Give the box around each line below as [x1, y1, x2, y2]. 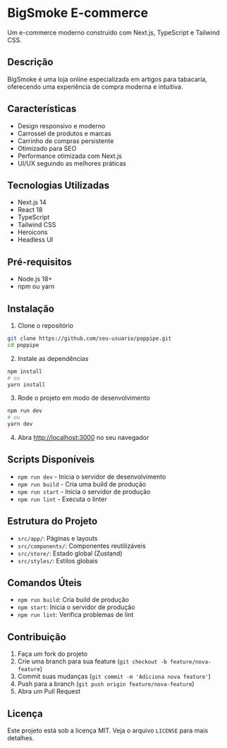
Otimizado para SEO [17, 144, 77, 152]
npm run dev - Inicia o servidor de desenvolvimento [17, 472, 166, 481]
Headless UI [17, 235, 54, 244]
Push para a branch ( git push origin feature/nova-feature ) [17, 680, 195, 688]
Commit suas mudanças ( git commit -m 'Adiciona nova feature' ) [17, 672, 211, 681]
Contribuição [7, 631, 67, 643]
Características [7, 103, 77, 115]
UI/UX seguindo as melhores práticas [17, 159, 127, 167]
